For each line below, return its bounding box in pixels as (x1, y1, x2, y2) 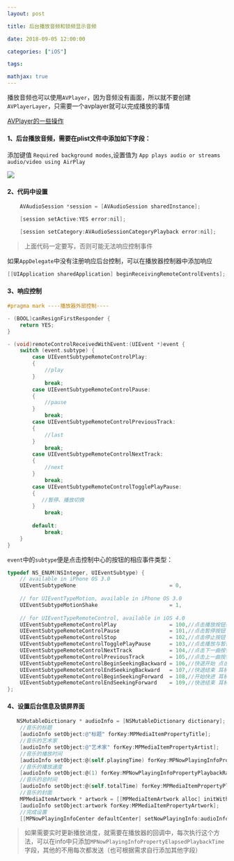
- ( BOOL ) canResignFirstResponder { (7, 315, 111, 322)
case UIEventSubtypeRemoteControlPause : (32, 386, 151, 393)
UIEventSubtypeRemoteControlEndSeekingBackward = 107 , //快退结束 (19, 666, 216, 673)
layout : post (7, 10, 45, 17)
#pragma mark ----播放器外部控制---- (7, 303, 109, 310)
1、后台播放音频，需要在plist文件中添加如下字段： (7, 134, 151, 142)
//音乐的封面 (19, 789, 52, 796)
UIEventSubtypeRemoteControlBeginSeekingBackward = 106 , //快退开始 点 (19, 660, 224, 667)
